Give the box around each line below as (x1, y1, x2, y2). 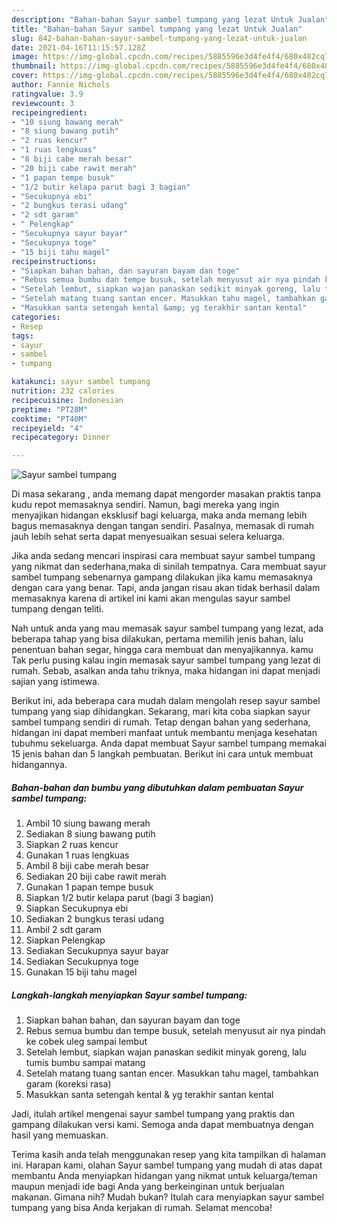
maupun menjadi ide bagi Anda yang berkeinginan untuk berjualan (11, 1181, 285, 1193)
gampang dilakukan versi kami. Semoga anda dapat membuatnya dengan (11, 1119, 314, 1131)
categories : (11, 312, 61, 322)
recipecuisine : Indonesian (11, 395, 124, 405)
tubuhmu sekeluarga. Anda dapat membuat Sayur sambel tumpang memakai (11, 737, 327, 750)
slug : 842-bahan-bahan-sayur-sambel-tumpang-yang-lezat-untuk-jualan (11, 33, 308, 43)
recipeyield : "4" (11, 423, 84, 433)
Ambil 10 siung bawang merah (25, 817, 151, 830)
